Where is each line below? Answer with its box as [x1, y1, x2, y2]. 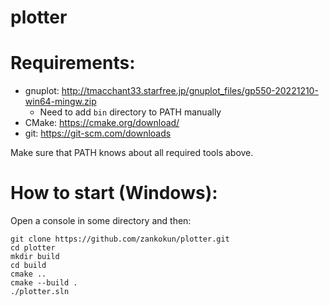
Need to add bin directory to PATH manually [39, 106, 222, 118]
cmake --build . [10, 278, 78, 288]
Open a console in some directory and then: [10, 215, 192, 227]
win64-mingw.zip [24, 96, 97, 108]
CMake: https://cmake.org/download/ [24, 117, 180, 129]
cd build [10, 261, 47, 271]
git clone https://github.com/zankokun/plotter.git [10, 234, 230, 245]
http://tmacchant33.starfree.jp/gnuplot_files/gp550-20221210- [61, 85, 319, 97]
